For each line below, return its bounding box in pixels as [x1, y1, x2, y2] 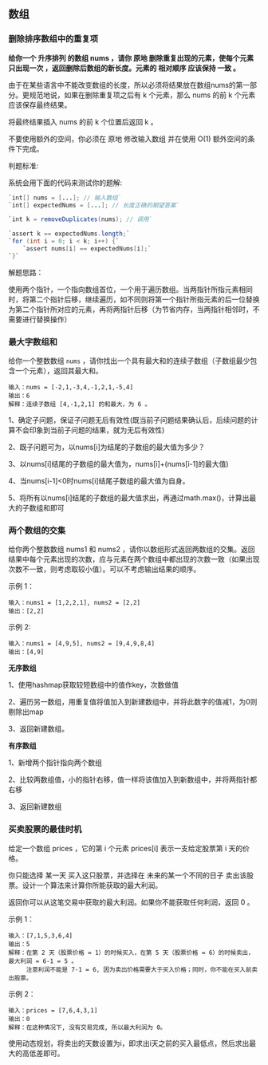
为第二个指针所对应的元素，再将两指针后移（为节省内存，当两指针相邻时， [8, 304, 253, 314]
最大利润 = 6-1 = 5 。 [8, 957, 78, 965]
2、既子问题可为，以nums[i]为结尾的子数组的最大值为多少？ [8, 442, 206, 452]
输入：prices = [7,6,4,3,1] [8, 1006, 98, 1015]
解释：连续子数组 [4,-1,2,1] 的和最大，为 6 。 [8, 400, 152, 408]
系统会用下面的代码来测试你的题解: [8, 178, 123, 187]
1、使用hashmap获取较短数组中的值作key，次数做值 [8, 680, 179, 690]
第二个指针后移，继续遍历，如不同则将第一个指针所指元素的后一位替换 [29, 294, 260, 304]
